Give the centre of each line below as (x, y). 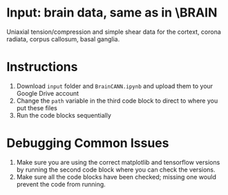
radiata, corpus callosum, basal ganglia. (63, 39)
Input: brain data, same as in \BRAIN (112, 13)
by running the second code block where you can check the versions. (116, 170)
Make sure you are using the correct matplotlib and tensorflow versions (118, 162)
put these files (37, 107)
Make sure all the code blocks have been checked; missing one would (116, 176)
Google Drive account (48, 93)
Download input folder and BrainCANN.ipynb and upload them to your (115, 86)
